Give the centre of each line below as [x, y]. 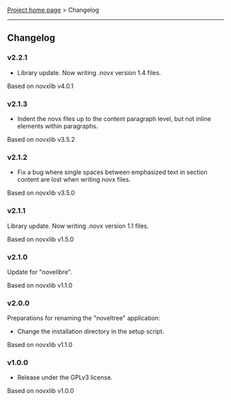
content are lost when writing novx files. [74, 180]
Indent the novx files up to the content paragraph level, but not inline [114, 118]
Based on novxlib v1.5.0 [41, 239]
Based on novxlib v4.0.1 [40, 86]
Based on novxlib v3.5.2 [41, 139]
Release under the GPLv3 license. [65, 377]
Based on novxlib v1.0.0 [41, 391]
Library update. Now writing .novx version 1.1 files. [78, 226]
